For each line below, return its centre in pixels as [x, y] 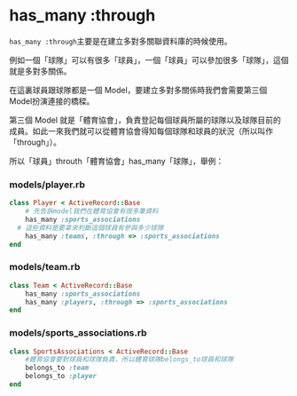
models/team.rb [45, 267]
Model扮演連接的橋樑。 [52, 101]
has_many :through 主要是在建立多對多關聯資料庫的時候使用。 [121, 41]
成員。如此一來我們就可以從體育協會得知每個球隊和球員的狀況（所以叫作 [141, 131]
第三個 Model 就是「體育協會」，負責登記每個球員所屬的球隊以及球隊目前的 [145, 120]
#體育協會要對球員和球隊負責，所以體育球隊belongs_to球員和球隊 [129, 360]
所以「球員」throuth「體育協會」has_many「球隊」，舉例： [117, 161]
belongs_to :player [61, 376]
